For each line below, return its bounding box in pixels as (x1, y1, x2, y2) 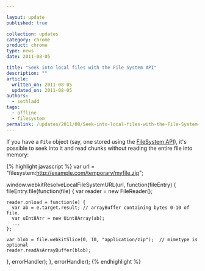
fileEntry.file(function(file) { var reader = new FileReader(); (6, 187, 153, 195)
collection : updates (6, 31, 59, 37)
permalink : (6, 121, 34, 127)
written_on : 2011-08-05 (12, 82, 72, 88)
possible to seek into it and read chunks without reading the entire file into (6, 144, 193, 152)
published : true (6, 19, 48, 26)
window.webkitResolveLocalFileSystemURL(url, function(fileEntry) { (6, 181, 176, 188)
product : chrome (6, 42, 48, 49)
